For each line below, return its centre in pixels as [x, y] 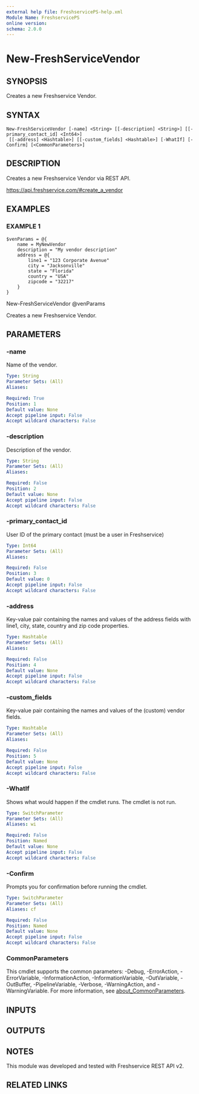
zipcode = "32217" [51, 281]
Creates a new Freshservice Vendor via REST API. [69, 178]
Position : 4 [21, 665]
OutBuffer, [19, 985]
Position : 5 [21, 756]
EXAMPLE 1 [24, 227]
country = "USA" [48, 276]
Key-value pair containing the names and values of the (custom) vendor [96, 710]
